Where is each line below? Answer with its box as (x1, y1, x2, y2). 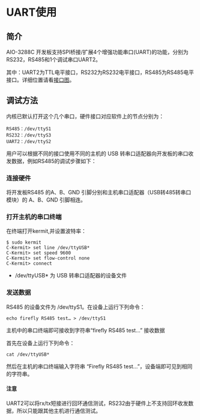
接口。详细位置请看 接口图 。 (6, 76, 75, 83)
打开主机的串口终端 (6, 213, 62, 221)
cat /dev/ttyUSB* (6, 351, 50, 357)
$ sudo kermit (6, 239, 42, 246)
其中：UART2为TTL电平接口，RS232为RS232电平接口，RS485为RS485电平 (6, 69, 194, 76)
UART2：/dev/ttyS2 (6, 138, 52, 144)
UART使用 (6, 5, 57, 19)
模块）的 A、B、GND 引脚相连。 (6, 196, 86, 203)
